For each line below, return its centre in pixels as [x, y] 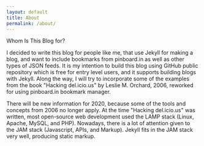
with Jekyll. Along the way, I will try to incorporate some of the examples [98, 79]
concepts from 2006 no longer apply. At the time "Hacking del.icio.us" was [101, 110]
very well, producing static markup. [51, 136]
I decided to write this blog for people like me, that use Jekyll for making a [100, 53]
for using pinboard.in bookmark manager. [59, 92]
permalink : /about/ [31, 23]
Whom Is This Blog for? [36, 41]
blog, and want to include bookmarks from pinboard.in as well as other [96, 60]
